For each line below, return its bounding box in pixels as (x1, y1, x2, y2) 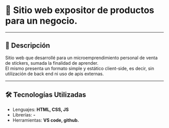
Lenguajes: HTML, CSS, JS (12, 106, 69, 112)
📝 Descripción (5, 41, 50, 50)
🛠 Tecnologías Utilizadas (5, 90, 87, 99)
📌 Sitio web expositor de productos (5, 5, 154, 16)
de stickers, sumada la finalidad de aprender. (5, 60, 99, 66)
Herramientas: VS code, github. (12, 117, 79, 123)
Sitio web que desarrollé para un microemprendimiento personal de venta (5, 55, 158, 61)
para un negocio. (5, 15, 78, 27)
